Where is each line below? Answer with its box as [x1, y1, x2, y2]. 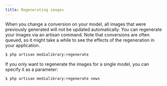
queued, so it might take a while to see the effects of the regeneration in [5, 37, 155, 43]
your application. [5, 42, 40, 48]
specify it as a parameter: [5, 66, 58, 72]
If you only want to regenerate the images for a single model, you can [5, 61, 149, 67]
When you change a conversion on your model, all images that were [5, 21, 146, 27]
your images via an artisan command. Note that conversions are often [5, 31, 150, 37]
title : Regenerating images [5, 7, 64, 12]
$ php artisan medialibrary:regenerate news [5, 76, 100, 81]
